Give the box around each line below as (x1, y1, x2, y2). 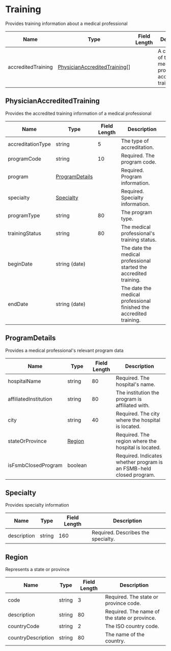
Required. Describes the (91, 529, 150, 536)
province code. (105, 600, 141, 607)
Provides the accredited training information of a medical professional (5, 110, 152, 116)
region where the (116, 437, 157, 445)
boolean (67, 461, 87, 468)
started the (121, 264, 148, 271)
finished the (121, 303, 150, 310)
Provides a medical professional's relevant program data (5, 347, 124, 353)
